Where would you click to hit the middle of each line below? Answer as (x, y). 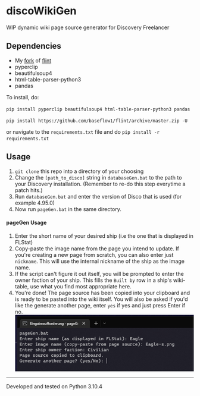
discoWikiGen (41, 11)
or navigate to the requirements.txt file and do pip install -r (83, 131)
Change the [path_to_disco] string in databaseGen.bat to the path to (98, 177)
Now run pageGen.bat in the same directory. (68, 209)
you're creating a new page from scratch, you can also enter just (94, 254)
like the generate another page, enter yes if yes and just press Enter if (100, 305)
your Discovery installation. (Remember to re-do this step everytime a (100, 184)
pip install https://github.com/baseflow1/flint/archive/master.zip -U (97, 121)
